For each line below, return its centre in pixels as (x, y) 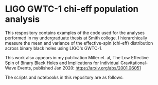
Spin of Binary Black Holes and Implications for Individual (62, 63)
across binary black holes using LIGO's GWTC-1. (54, 48)
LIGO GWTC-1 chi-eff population (72, 9)
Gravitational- (134, 63)
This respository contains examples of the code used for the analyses (75, 33)
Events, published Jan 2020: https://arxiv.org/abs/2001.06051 (79, 68)
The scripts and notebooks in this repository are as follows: (64, 77)
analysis (22, 19)
